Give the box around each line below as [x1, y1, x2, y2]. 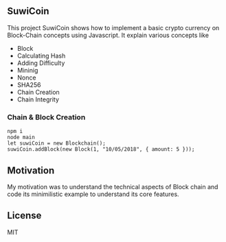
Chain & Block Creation [7, 112, 86, 122]
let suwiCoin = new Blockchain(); [7, 140, 106, 147]
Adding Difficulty [16, 58, 65, 67]
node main [7, 134, 36, 141]
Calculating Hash [16, 51, 66, 60]
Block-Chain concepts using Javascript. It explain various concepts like [7, 31, 210, 39]
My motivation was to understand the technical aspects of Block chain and [7, 182, 218, 191]
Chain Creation [16, 88, 60, 96]
